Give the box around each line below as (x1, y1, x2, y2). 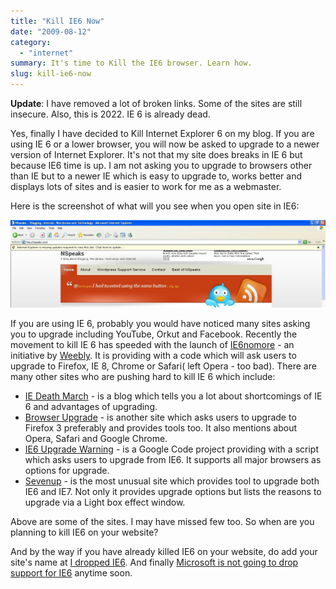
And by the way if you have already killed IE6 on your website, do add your (10, 546, 318, 558)
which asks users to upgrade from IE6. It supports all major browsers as (24, 454, 322, 466)
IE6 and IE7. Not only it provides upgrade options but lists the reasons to (24, 486, 322, 498)
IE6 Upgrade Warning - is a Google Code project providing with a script (24, 443, 319, 455)
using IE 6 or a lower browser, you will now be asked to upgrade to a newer (10, 138, 320, 150)
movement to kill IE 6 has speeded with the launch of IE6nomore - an (10, 339, 295, 351)
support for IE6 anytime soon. (10, 567, 133, 579)
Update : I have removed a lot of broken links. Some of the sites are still (10, 98, 303, 109)
